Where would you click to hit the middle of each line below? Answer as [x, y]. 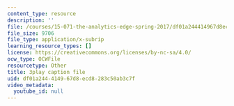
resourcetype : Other [37, 66]
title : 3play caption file [46, 72]
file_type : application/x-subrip [56, 40]
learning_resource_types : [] [49, 46]
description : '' [31, 20]
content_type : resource [42, 14]
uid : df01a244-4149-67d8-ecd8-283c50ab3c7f [71, 78]
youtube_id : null [39, 91]
